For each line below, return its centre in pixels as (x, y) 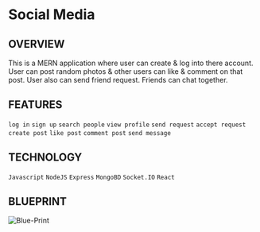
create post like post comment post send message (89, 133)
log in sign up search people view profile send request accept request (127, 125)
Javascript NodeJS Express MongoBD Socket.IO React (91, 177)
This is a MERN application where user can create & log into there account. (131, 63)
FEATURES (35, 105)
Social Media (52, 15)
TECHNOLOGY (45, 158)
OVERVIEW (37, 44)
